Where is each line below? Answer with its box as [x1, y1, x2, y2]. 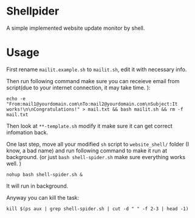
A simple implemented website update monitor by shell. [6, 24, 145, 32]
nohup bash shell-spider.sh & [6, 171, 83, 177]
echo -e [6, 95, 26, 101]
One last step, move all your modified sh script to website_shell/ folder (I [6, 140, 190, 148]
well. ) [6, 160, 22, 167]
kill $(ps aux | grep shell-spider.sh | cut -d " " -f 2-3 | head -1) [6, 205, 189, 212]
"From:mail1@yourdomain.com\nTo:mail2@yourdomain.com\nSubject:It [6, 101, 178, 107]
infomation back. [6, 129, 49, 136]
